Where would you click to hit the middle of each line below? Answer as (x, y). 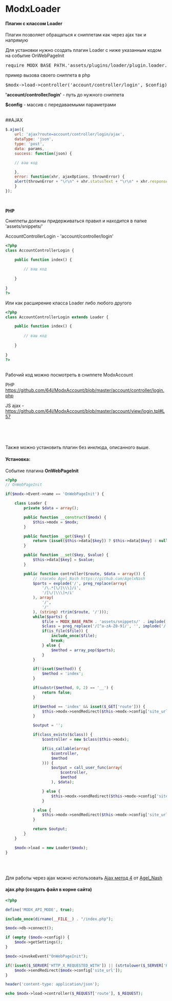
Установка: (18, 459)
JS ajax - (15, 406)
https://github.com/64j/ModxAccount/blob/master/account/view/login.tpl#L (85, 411)
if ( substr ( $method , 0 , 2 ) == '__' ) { (73, 688)
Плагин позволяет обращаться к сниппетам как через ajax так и (76, 35)
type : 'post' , (29, 144)
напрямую (17, 40)
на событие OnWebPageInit (35, 56)
